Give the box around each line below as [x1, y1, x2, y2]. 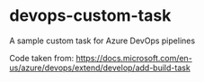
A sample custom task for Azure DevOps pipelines [9, 35, 196, 46]
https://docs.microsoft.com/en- [75, 52, 193, 63]
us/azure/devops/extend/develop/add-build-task [9, 62, 191, 73]
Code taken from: [9, 52, 75, 63]
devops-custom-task [9, 5, 172, 26]
